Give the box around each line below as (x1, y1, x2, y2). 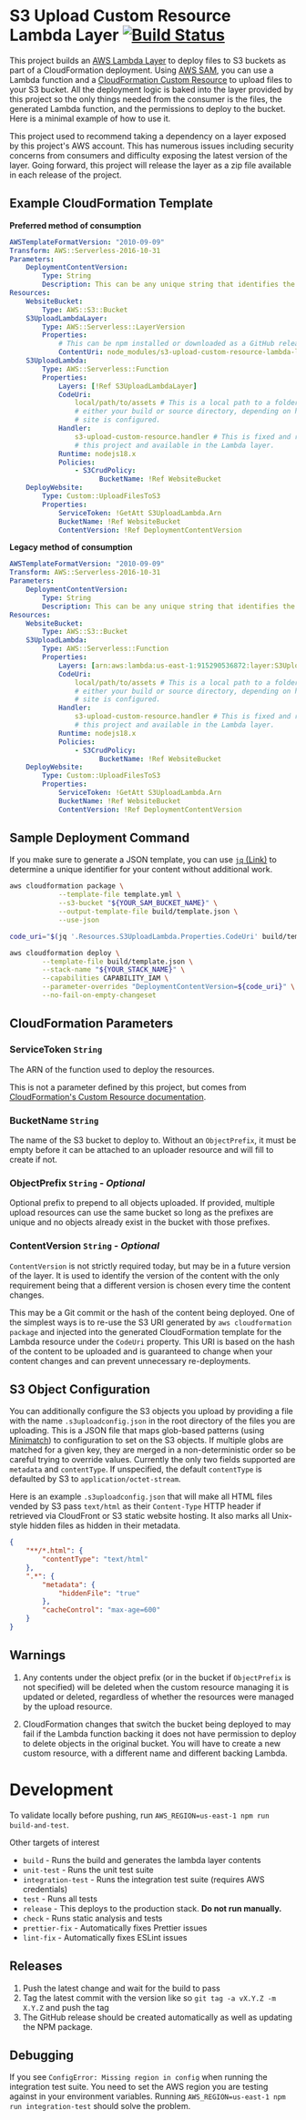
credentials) (22, 1883, 68, 1894)
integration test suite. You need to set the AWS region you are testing (9, 2082, 269, 2093)
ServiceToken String (9, 1044, 103, 1056)
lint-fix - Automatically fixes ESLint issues (22, 1931, 188, 1942)
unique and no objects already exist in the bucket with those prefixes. (9, 1217, 270, 1228)
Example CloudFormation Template (9, 196, 214, 211)
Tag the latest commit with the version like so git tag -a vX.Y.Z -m (22, 1992, 276, 2003)
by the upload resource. (22, 1700, 113, 1712)
